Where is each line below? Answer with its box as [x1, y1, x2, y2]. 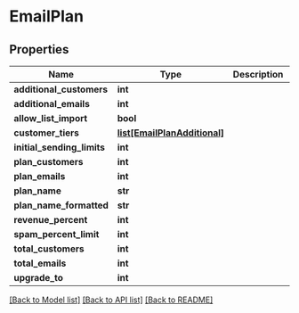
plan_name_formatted [13, 199, 109, 211]
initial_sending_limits [13, 141, 105, 153]
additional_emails [13, 98, 91, 110]
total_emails [13, 257, 67, 269]
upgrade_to [13, 272, 64, 284]
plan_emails [13, 170, 66, 182]
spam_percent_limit [13, 228, 100, 240]
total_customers [13, 243, 85, 255]
